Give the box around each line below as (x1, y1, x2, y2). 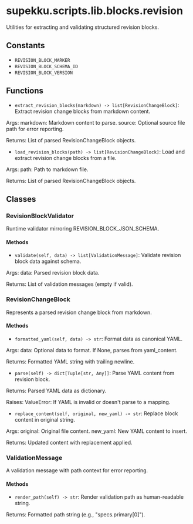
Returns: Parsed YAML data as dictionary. (6, 387, 107, 394)
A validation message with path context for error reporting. (6, 467, 148, 474)
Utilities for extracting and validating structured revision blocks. (6, 24, 160, 31)
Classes (6, 194, 36, 204)
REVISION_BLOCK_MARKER (14, 57, 70, 63)
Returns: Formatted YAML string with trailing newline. (6, 358, 135, 365)
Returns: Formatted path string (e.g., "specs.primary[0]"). (6, 511, 145, 518)
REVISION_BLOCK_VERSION (14, 69, 73, 76)
